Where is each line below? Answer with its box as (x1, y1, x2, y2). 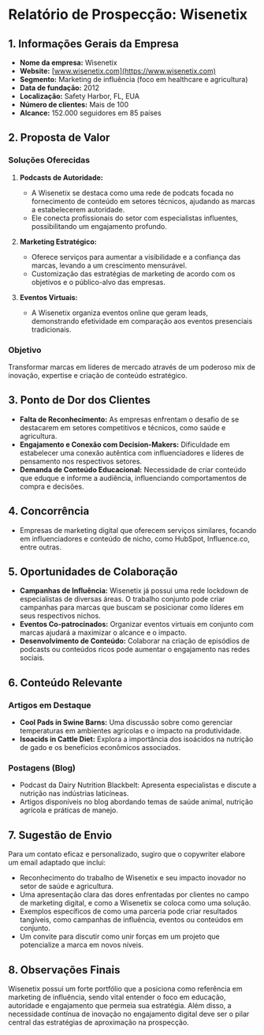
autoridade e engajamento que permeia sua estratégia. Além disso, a (8, 1001, 232, 1011)
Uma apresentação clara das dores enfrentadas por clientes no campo (19, 890, 250, 899)
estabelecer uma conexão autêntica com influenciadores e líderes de (19, 448, 244, 457)
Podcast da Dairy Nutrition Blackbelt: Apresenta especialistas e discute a (19, 780, 257, 790)
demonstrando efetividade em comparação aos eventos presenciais (31, 316, 253, 325)
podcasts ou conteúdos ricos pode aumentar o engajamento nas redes (19, 645, 251, 654)
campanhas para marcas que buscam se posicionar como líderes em (19, 602, 244, 613)
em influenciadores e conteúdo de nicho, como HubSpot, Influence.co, (19, 534, 251, 543)
